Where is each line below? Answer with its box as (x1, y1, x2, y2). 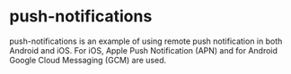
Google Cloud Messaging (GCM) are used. (9, 54, 167, 65)
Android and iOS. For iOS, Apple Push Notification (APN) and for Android (9, 45, 278, 55)
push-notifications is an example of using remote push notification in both (9, 36, 283, 46)
